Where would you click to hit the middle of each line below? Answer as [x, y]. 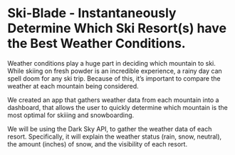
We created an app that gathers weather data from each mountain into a [113, 100]
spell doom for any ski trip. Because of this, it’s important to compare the [114, 78]
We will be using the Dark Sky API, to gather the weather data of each [110, 129]
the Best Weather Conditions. [97, 44]
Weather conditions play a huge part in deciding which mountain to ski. [111, 63]
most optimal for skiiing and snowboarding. [71, 115]
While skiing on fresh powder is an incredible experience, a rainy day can [115, 71]
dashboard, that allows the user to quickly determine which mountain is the [117, 107]
